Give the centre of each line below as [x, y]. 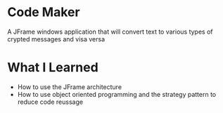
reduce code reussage [50, 102]
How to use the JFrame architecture [69, 87]
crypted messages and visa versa [56, 39]
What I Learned [53, 68]
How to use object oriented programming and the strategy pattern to [117, 94]
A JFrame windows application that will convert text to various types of [110, 32]
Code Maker [44, 12]
